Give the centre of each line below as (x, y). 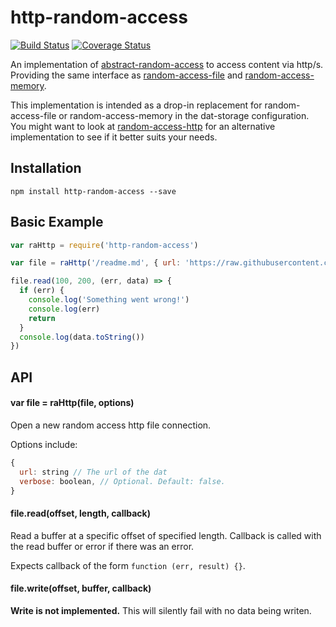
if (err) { (42, 291)
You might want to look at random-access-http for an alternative (143, 126)
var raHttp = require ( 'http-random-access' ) (104, 245)
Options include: (44, 444)
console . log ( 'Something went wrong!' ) (109, 300)
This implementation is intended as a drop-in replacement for (136, 105)
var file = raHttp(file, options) (72, 403)
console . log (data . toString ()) (82, 337)
